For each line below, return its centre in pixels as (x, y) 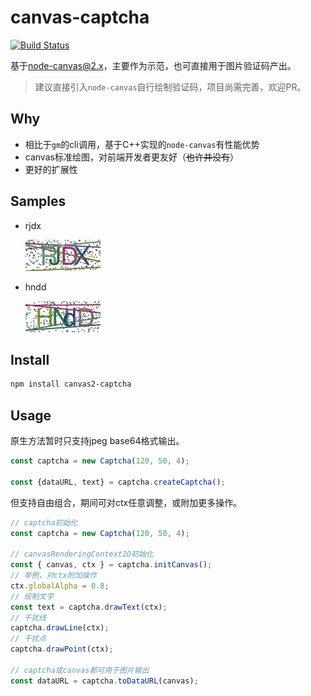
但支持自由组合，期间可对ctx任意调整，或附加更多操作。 (126, 502)
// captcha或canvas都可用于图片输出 (80, 670)
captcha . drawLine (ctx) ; (60, 628)
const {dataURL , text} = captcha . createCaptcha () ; (118, 482)
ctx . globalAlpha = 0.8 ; (60, 586)
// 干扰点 (28, 639)
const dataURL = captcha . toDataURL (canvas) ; (104, 681)
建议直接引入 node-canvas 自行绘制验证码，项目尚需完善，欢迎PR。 (170, 87)
